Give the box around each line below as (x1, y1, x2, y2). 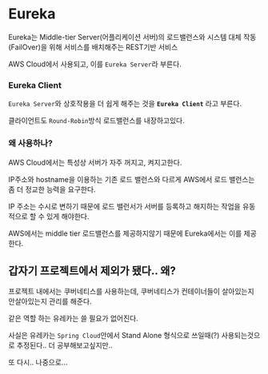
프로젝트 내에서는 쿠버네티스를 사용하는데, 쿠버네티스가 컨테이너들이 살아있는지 (8, 287, 254, 296)
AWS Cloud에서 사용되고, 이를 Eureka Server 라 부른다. (8, 59, 182, 69)
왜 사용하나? (8, 137, 54, 149)
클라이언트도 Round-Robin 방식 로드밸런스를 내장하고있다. (8, 116, 186, 125)
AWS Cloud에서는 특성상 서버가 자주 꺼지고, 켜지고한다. (8, 157, 182, 167)
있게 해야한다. (46, 211, 90, 221)
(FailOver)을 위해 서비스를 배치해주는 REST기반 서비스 (8, 42, 178, 52)
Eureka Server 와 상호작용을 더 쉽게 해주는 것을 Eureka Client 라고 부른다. (8, 99, 242, 109)
